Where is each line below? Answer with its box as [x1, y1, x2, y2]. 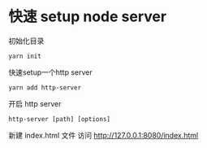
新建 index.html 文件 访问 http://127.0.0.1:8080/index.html [8, 130, 199, 140]
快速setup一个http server [8, 67, 93, 77]
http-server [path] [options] [8, 115, 111, 123]
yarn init [8, 52, 42, 60]
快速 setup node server [8, 7, 167, 26]
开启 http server [8, 98, 62, 108]
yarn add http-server [8, 83, 82, 92]
